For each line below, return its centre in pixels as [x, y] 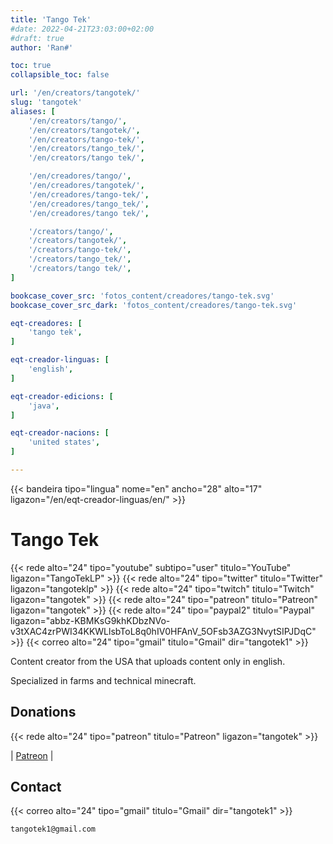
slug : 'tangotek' [46, 102]
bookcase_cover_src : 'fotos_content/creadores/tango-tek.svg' [142, 296]
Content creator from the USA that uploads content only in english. [148, 661]
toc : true [31, 66]
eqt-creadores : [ [46, 323]
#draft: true [37, 38]
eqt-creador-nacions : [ [60, 433]
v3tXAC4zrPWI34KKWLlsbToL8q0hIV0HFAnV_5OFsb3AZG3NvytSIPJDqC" [163, 631]
